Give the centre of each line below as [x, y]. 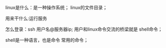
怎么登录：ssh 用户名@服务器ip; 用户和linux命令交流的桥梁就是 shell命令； [84, 29]
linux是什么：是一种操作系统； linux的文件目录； [56, 7]
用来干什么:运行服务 [26, 18]
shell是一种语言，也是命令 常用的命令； [47, 40]
